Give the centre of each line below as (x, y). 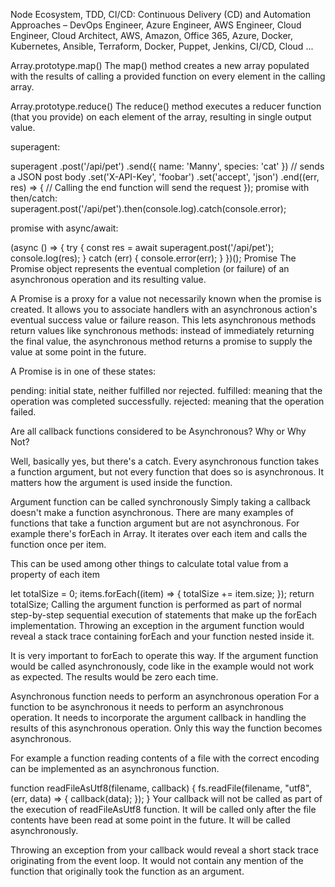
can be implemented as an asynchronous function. (115, 768)
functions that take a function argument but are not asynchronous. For (155, 523)
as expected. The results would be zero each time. (114, 677)
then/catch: (34, 198)
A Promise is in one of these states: (83, 371)
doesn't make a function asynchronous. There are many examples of (152, 512)
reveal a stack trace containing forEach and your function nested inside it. (162, 636)
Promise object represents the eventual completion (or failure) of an (150, 268)
